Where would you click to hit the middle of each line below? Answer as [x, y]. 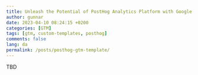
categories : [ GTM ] [29, 28]
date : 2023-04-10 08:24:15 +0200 [47, 22]
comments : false [26, 39]
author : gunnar [25, 17]
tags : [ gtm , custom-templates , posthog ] [57, 34]
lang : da [17, 45]
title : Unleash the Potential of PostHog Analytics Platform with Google [99, 12]
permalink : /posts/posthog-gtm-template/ [58, 50]
